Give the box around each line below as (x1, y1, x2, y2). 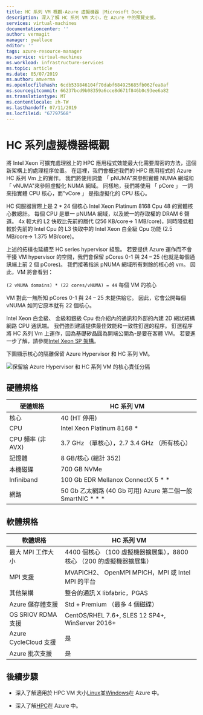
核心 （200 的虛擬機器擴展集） (64, 557, 153, 565)
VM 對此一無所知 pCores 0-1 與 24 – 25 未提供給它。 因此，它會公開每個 (6, 294, 186, 302)
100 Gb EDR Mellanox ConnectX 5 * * (60, 476, 170, 484)
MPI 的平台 (64, 577, 96, 585)
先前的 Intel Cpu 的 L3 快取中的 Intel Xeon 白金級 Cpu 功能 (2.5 (16, 225, 173, 233)
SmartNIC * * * (60, 494, 105, 503)
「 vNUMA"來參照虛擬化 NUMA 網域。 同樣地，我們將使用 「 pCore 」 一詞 (6, 182, 193, 190)
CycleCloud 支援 (9, 637, 56, 646)
